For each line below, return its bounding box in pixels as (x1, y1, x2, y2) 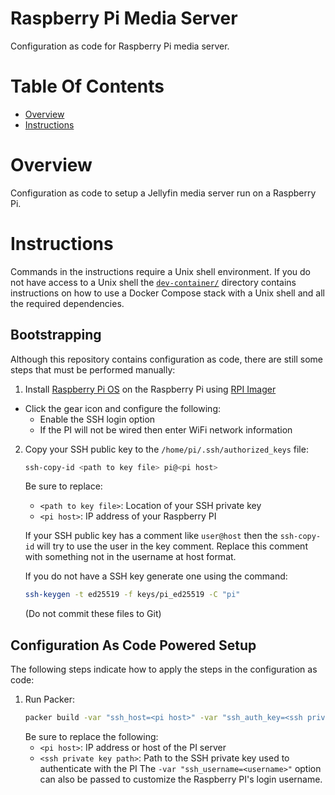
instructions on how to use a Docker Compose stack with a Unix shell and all (10, 287, 325, 299)
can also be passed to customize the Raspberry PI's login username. (39, 773, 323, 785)
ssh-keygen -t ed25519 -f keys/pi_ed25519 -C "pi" (24, 590, 241, 600)
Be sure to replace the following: (24, 731, 159, 742)
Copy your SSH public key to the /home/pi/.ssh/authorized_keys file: (24, 443, 309, 455)
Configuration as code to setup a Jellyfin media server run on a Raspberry (10, 187, 317, 199)
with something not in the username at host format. (24, 551, 237, 563)
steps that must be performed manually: (10, 363, 176, 376)
